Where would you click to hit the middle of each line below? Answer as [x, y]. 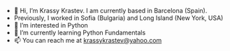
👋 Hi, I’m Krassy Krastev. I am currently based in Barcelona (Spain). [110, 11]
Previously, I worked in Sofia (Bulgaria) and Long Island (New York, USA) [118, 18]
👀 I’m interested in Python [51, 25]
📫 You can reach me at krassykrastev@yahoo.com [88, 40]
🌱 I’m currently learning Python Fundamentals [80, 32]
